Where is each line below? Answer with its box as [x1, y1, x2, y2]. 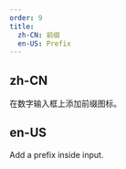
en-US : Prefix [17, 38, 71, 48]
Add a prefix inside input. [9, 149, 104, 160]
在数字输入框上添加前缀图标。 [9, 98, 121, 110]
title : [9, 22, 35, 31]
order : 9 [9, 13, 43, 23]
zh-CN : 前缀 [17, 30, 61, 39]
